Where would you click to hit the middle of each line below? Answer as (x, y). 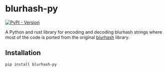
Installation (23, 53)
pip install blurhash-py (31, 64)
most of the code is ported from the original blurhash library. (67, 37)
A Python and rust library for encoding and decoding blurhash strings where (84, 32)
